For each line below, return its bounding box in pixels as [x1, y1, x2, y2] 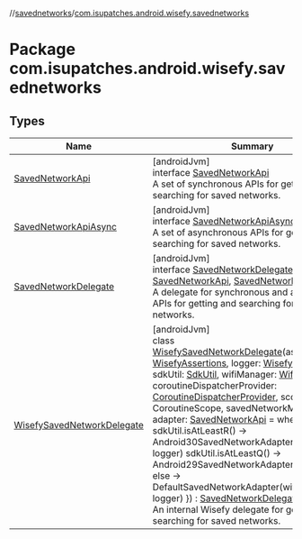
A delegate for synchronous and [152, 286, 289, 298]
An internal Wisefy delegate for [152, 504, 284, 516]
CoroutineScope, [152, 402, 225, 414]
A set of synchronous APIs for [152, 178, 279, 190]
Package [9, 40, 76, 59]
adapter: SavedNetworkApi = [152, 414, 275, 425]
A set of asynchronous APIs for [152, 226, 284, 238]
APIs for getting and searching [152, 297, 281, 309]
